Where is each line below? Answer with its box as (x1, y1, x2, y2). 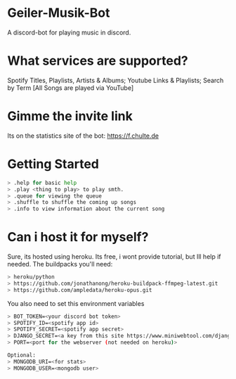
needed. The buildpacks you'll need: (7, 260, 113, 269)
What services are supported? (7, 53, 188, 69)
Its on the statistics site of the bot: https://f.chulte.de (7, 131, 159, 140)
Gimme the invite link (7, 108, 133, 124)
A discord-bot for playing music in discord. (7, 28, 131, 37)
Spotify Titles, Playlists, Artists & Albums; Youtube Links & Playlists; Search (7, 76, 224, 84)
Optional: (7, 352, 37, 359)
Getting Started (7, 156, 100, 172)
